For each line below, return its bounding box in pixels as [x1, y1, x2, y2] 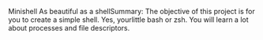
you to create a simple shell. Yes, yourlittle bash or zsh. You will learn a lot [8, 15, 249, 24]
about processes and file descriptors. [8, 24, 130, 32]
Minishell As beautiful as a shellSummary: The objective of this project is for [8, 7, 255, 16]
